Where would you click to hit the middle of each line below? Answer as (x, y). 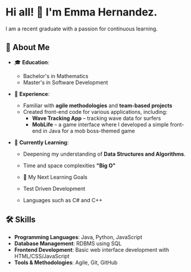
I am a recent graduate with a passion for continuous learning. (82, 29)
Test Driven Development (54, 188)
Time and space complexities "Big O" (69, 165)
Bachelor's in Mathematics (56, 76)
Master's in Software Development (65, 82)
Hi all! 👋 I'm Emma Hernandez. (82, 12)
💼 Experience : (32, 94)
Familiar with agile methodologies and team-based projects (98, 105)
